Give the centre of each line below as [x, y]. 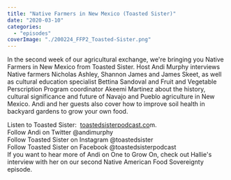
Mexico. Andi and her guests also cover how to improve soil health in [106, 104]
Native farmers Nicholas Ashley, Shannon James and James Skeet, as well [114, 75]
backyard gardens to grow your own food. [68, 112]
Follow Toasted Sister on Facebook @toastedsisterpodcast [92, 147]
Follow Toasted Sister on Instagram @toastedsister [80, 140]
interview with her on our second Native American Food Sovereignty [106, 162]
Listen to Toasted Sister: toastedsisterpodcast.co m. [82, 125]
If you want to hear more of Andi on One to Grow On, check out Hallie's [110, 155]
